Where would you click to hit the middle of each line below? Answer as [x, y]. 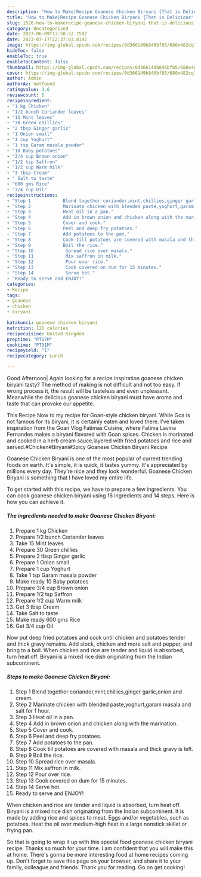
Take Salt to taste [37, 613]
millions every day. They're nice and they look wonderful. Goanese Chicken [100, 471]
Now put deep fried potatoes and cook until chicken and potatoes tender [96, 637]
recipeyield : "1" [28, 350]
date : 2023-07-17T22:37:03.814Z [47, 39]
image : [15, 45]
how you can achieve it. [36, 502]
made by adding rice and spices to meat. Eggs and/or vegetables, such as [98, 817]
